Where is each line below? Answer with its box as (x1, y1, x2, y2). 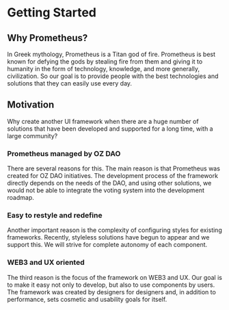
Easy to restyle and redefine (7, 211, 103, 220)
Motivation (7, 99, 55, 111)
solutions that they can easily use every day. (7, 79, 132, 87)
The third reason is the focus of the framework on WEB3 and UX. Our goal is (7, 273, 222, 281)
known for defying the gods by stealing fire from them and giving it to (7, 57, 203, 66)
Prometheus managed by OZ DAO (7, 148, 121, 158)
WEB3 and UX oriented (7, 258, 85, 268)
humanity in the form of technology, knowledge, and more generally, (7, 65, 200, 73)
